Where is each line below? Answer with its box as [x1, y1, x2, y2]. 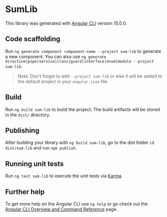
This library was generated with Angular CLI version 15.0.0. [5, 20, 127, 26]
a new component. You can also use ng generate [5, 53, 107, 59]
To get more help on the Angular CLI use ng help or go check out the [5, 201, 148, 207]
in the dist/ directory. [5, 112, 51, 118]
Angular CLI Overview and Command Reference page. [5, 206, 118, 212]
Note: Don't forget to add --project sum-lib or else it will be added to [17, 73, 162, 79]
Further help [5, 187, 45, 196]
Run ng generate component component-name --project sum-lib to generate [5, 48, 161, 54]
